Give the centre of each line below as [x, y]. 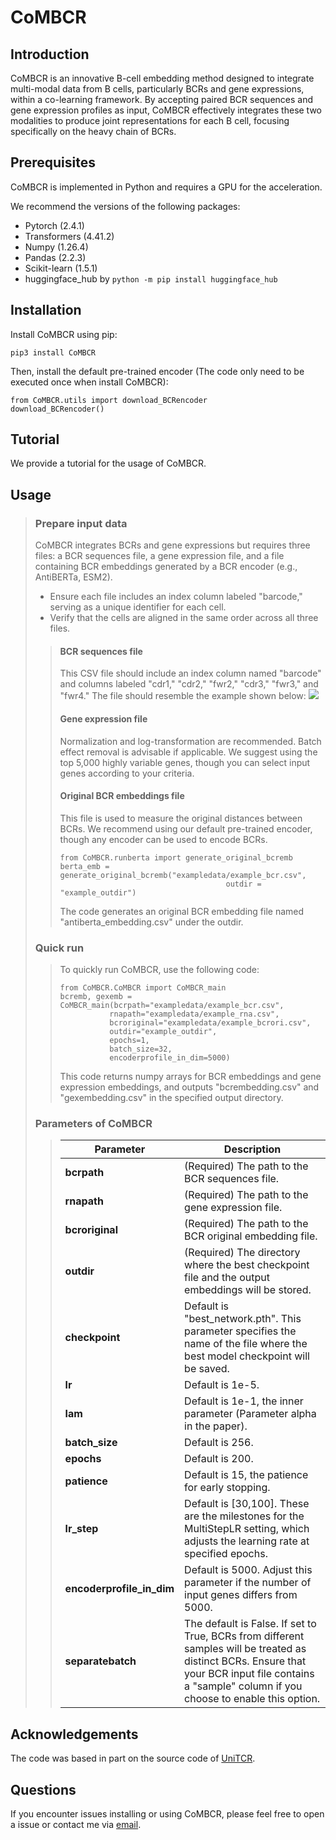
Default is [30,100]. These [247, 1504]
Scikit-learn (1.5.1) [61, 268]
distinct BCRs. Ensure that [245, 1661]
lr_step [81, 1529]
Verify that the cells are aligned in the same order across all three [184, 618]
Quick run [59, 948]
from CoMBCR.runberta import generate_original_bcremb [176, 857]
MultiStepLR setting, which [247, 1529]
